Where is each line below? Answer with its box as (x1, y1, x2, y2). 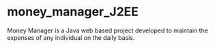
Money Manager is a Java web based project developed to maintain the (7, 26, 208, 34)
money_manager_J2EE (7, 4, 139, 20)
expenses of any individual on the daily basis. (7, 33, 135, 41)
